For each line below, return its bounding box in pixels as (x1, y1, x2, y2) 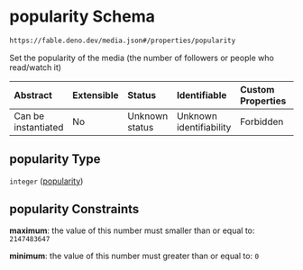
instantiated (14, 121, 64, 133)
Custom (240, 83, 275, 95)
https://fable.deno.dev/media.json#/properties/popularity (9, 36, 236, 45)
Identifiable (176, 88, 227, 101)
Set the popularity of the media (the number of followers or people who (9, 52, 275, 63)
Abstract (14, 88, 52, 101)
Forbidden (240, 115, 284, 128)
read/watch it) (9, 61, 61, 73)
